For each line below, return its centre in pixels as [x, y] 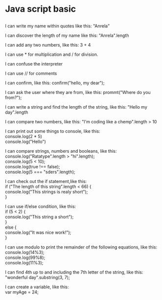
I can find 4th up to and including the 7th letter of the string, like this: [74, 272]
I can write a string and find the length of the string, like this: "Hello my [76, 107]
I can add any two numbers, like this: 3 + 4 [48, 45]
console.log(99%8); [25, 257]
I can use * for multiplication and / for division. [52, 54]
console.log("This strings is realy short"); [46, 191]
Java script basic [41, 9]
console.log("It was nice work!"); [38, 232]
